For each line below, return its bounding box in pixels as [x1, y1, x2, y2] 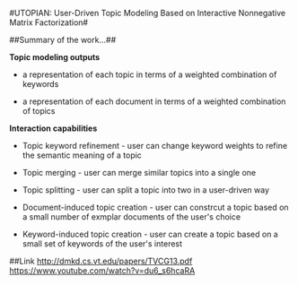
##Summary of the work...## [9, 35, 117, 45]
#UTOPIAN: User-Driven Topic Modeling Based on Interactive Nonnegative [9, 8, 286, 18]
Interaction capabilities [9, 123, 98, 134]
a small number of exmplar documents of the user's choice [22, 212, 241, 222]
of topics [22, 106, 56, 116]
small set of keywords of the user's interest [22, 238, 182, 249]
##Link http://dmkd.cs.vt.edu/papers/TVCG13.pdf [9, 255, 193, 266]
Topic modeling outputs [9, 52, 101, 62]
